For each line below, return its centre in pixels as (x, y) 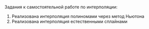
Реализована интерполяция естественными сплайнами (69, 22)
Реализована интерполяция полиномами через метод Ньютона (78, 16)
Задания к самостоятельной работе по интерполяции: (61, 7)
